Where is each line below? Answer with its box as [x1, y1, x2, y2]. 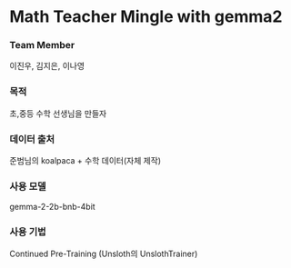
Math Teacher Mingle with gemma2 [9, 6, 283, 27]
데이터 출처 [9, 133, 55, 145]
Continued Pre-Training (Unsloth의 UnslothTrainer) [9, 248, 198, 259]
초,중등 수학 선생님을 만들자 [9, 107, 107, 119]
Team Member [9, 39, 75, 52]
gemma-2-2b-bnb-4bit [9, 202, 95, 213]
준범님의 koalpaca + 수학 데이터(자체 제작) [9, 155, 162, 166]
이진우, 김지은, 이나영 [9, 61, 85, 72]
